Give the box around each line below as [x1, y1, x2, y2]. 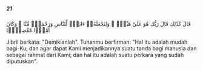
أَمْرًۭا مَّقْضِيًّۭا [6, 26, 50, 33]
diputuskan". [6, 58, 38, 65]
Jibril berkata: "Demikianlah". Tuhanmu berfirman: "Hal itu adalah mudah [6, 38, 188, 46]
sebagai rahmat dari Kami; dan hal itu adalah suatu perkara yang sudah [6, 51, 184, 58]
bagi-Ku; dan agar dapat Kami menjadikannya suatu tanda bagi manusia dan [6, 44, 197, 52]
